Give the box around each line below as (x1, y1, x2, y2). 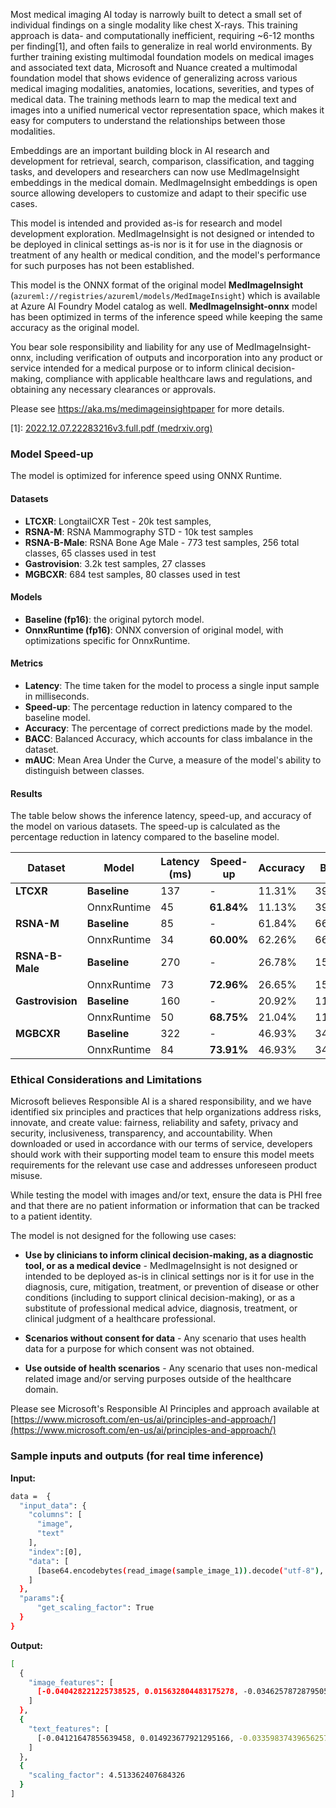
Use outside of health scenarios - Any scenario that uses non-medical (24, 1362, 318, 1374)
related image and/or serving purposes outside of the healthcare (24, 1373, 292, 1385)
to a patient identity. (10, 1210, 93, 1223)
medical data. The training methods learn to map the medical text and (10, 94, 297, 105)
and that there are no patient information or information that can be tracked (10, 1200, 320, 1212)
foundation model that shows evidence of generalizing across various (10, 72, 298, 84)
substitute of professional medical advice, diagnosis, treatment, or (24, 1302, 298, 1314)
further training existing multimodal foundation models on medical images (10, 51, 315, 63)
